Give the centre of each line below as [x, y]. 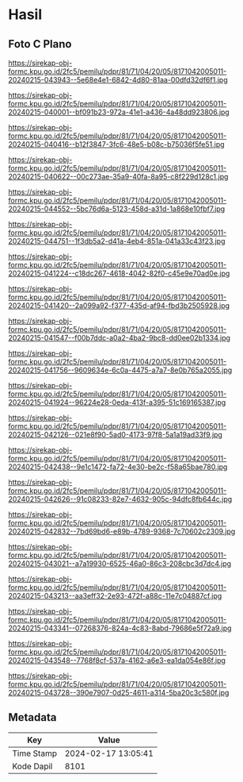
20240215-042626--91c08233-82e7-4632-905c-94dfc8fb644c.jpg [120, 499]
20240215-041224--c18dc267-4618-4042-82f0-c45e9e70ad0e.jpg [119, 273]
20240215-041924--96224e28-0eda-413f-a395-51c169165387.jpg [117, 402]
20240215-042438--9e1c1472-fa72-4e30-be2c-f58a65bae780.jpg [118, 467]
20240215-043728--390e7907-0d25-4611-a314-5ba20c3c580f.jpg [119, 693]
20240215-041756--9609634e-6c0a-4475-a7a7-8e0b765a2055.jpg [120, 370]
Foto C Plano [40, 44]
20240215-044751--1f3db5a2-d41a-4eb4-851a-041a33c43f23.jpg [117, 241]
